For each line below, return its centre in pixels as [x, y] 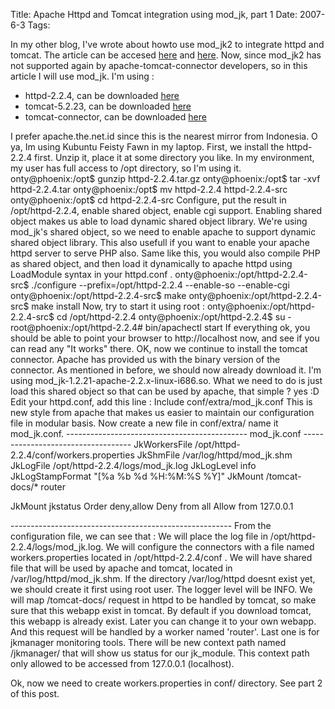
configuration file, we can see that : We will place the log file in [139, 536]
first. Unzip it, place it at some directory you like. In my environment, [174, 157]
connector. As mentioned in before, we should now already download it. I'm [166, 370]
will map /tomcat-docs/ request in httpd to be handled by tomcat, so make [163, 600]
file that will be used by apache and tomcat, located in [121, 568]
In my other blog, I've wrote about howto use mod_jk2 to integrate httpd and [167, 44]
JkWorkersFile [163, 444]
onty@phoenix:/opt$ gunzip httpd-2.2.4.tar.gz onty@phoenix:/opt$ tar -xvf [165, 178]
